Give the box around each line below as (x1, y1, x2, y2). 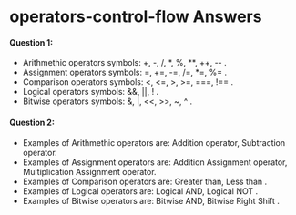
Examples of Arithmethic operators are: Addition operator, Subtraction (22, 137, 286, 148)
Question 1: (9, 36, 54, 47)
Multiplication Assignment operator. (22, 166, 157, 177)
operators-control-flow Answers (9, 6, 262, 27)
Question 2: (9, 117, 55, 128)
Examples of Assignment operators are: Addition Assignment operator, (22, 157, 288, 168)
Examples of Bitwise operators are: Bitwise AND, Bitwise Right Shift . (22, 195, 281, 206)
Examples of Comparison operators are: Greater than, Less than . (22, 176, 268, 187)
